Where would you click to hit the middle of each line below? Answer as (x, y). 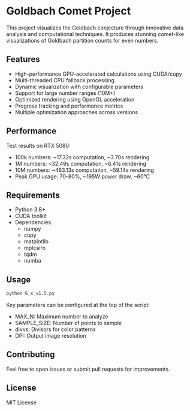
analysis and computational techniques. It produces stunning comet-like (95, 34)
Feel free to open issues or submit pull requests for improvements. (88, 369)
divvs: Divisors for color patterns (55, 329)
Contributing (31, 355)
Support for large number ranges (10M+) (65, 93)
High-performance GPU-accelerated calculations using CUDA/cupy (98, 74)
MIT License (22, 402)
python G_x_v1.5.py (31, 294)
